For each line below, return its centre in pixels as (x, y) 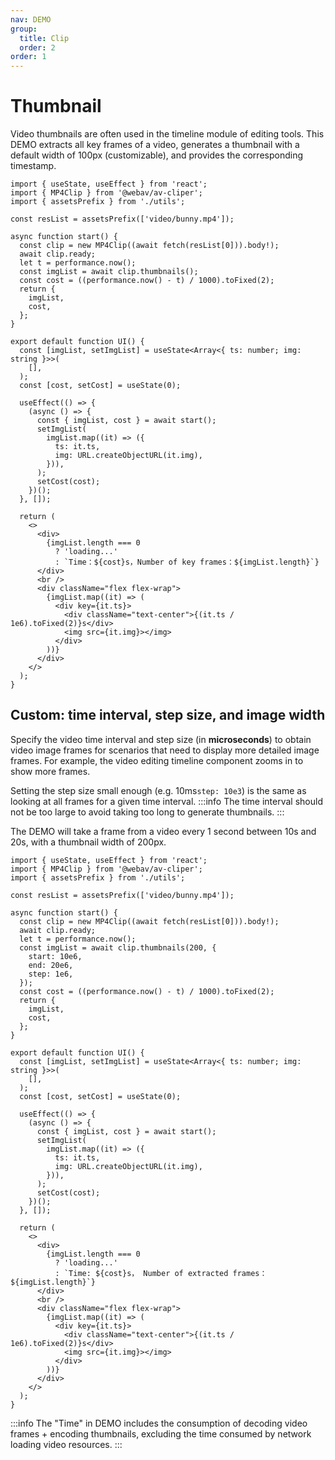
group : (24, 29)
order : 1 (28, 57)
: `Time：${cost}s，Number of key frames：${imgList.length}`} (187, 562)
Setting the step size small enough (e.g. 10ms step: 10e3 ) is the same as (158, 790)
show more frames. (50, 771)
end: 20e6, (51, 965)
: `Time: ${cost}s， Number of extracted (141, 1273)
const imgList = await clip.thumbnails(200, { (118, 947)
